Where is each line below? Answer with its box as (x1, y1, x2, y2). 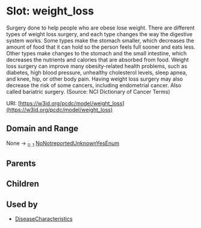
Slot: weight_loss (6, 4, 94, 18)
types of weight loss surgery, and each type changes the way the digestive (6, 30, 193, 37)
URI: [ (6, 99, 20, 106)
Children (6, 179, 39, 189)
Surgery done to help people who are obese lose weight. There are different (6, 24, 195, 31)
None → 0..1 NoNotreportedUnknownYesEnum (6, 140, 120, 148)
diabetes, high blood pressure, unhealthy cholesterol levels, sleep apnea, (6, 69, 188, 76)
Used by (6, 199, 38, 209)
